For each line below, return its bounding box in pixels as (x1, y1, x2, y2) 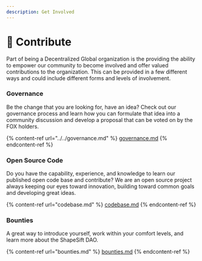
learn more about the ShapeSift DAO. (6, 236, 99, 243)
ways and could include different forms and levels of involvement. (6, 74, 171, 82)
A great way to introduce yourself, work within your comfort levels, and (6, 230, 184, 237)
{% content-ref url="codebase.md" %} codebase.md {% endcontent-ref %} (6, 201, 197, 208)
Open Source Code (6, 156, 64, 164)
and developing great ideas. (6, 189, 76, 197)
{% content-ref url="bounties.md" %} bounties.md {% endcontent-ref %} (6, 248, 190, 256)
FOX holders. (6, 123, 39, 130)
